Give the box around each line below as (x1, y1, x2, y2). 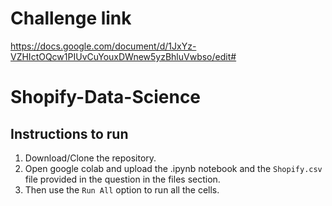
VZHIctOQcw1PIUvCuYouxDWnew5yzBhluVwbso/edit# (10, 50, 237, 62)
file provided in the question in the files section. (24, 173, 221, 185)
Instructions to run (10, 125, 129, 142)
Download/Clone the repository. (24, 152, 157, 164)
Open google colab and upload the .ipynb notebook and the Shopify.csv (24, 162, 323, 174)
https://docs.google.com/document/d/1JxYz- (10, 40, 197, 52)
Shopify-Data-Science (10, 86, 202, 109)
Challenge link (10, 7, 132, 30)
